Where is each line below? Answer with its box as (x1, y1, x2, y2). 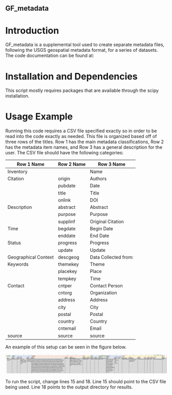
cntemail (58, 325, 76, 331)
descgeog (58, 254, 79, 260)
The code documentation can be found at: (5, 52, 95, 58)
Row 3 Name (98, 161, 126, 167)
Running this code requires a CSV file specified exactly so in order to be (5, 128, 157, 134)
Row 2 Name (58, 161, 86, 167)
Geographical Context (7, 254, 54, 260)
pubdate (58, 183, 76, 189)
